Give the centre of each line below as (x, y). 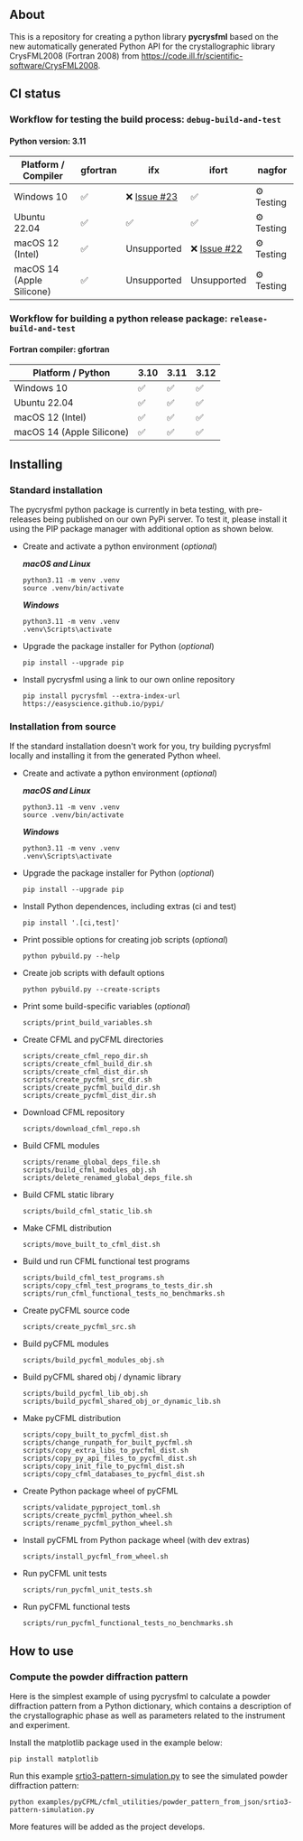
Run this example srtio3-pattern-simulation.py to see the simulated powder (149, 1776)
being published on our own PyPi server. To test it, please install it (165, 519)
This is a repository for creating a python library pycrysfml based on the (144, 36)
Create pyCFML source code (76, 1311)
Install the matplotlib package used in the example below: (116, 1743)
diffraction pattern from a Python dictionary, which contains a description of (151, 1706)
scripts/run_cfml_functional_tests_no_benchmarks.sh (124, 1294)
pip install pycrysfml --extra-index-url (101, 696)
